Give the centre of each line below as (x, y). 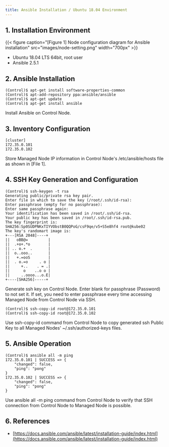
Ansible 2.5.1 (25, 63)
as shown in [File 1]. (26, 164)
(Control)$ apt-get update (34, 99)
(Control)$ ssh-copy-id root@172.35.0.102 (50, 313)
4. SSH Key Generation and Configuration (72, 180)
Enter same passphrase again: (37, 209)
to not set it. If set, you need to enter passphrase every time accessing (79, 294)
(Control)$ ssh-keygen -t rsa (37, 191)
